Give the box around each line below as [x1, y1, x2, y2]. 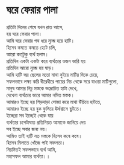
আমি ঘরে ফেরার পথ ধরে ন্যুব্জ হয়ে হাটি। [6, 37, 75, 44]
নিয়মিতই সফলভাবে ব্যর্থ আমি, [6, 146, 57, 153]
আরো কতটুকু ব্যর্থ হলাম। [6, 50, 49, 57]
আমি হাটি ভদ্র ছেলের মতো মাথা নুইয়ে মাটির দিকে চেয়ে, [6, 71, 99, 78]
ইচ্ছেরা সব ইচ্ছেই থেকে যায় [6, 112, 54, 119]
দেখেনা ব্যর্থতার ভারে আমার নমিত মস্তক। [6, 91, 75, 99]
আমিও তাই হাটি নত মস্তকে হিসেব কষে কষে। [6, 132, 82, 139]
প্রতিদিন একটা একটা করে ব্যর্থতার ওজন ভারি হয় [6, 57, 85, 65]
